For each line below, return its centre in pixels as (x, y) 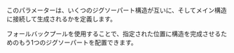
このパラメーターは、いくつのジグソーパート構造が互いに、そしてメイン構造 (117, 10)
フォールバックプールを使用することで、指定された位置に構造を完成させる (114, 34)
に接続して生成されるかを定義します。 (62, 19)
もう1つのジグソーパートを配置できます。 (78, 43)
